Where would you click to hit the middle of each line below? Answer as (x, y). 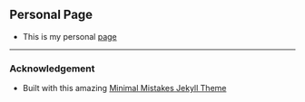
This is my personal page (69, 36)
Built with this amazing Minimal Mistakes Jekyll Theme (124, 88)
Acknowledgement (52, 69)
